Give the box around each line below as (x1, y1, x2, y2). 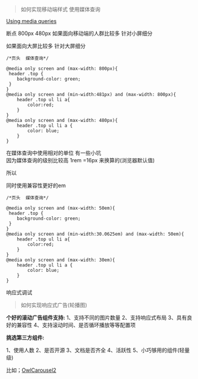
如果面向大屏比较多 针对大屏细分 (6, 43, 86, 49)
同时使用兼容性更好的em (6, 182, 66, 189)
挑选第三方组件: (6, 334, 44, 341)
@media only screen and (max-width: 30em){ (6, 257, 116, 263)
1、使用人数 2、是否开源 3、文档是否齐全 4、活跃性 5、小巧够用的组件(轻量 (6, 346, 190, 354)
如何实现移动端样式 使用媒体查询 (20, 6, 101, 12)
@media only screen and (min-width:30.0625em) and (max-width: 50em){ (6, 231, 184, 237)
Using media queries (6, 18, 57, 24)
